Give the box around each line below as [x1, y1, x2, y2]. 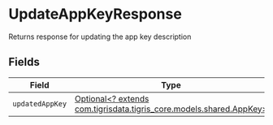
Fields [8, 55, 41, 69]
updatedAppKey [12, 99, 67, 108]
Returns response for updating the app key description [8, 32, 192, 41]
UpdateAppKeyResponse [8, 5, 183, 24]
